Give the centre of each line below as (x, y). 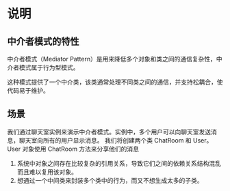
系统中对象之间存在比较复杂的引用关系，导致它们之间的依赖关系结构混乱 (119, 163)
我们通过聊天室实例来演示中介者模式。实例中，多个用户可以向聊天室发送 (109, 132)
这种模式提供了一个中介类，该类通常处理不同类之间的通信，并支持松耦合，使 (115, 82)
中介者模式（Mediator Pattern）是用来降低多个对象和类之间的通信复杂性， (112, 59)
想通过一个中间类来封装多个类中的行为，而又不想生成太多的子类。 (110, 180)
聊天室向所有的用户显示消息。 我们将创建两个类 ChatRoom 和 (105, 140)
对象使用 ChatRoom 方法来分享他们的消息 (80, 149)
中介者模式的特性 (43, 41)
